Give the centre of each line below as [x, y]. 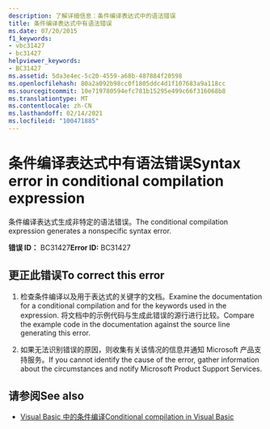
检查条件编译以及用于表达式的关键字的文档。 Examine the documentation [141, 297]
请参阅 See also [46, 396]
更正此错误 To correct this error [86, 275]
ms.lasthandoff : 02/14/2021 [56, 114]
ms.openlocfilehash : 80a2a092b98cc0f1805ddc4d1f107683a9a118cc [117, 83]
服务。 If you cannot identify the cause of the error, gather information [143, 360]
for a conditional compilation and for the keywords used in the [123, 305]
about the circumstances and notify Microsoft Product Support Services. [141, 368]
